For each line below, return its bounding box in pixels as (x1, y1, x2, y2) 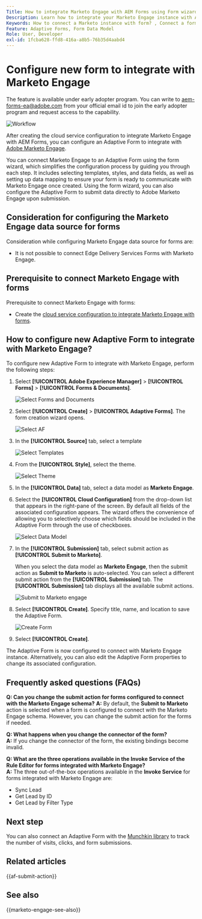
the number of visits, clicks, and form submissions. (6, 839, 132, 846)
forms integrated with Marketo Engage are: (6, 775, 113, 782)
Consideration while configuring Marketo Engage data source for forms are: (6, 238, 194, 245)
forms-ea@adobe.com (6, 102, 63, 109)
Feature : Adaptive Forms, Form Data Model (6, 25, 114, 32)
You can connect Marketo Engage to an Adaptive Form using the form (6, 156, 179, 164)
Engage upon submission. (6, 194, 71, 202)
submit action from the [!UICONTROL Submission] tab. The (14, 576, 164, 583)
